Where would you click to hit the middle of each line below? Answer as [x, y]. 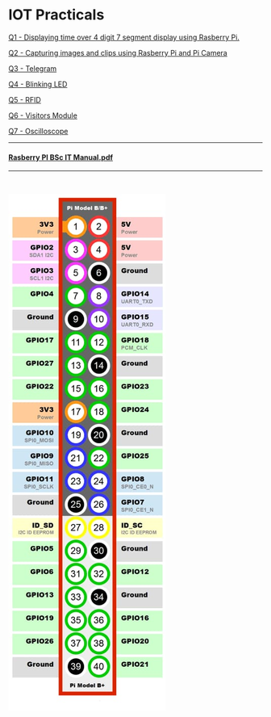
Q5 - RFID [25, 99]
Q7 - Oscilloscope [38, 131]
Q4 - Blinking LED [38, 84]
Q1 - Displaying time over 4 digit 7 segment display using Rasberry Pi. [124, 37]
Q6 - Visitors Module [43, 115]
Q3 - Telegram [33, 68]
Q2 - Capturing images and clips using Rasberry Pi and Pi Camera [118, 52]
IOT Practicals [56, 15]
